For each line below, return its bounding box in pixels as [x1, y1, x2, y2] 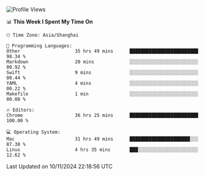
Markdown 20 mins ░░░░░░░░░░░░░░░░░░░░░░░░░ [6, 59, 199, 65]
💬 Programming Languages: [6, 43, 72, 49]
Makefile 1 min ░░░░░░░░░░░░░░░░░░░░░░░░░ [6, 91, 199, 97]
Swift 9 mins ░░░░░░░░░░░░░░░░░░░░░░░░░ [6, 70, 199, 76]
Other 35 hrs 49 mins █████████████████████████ [6, 48, 199, 54]
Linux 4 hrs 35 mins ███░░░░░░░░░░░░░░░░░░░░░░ [6, 147, 199, 153]
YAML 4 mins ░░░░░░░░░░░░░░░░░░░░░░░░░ [6, 80, 199, 86]
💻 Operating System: [6, 129, 61, 135]
